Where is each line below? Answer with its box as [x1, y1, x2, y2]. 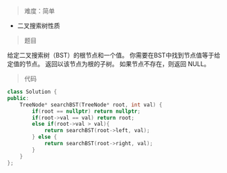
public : [7, 94, 30, 101]
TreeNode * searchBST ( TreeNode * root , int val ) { [19, 101, 163, 108]
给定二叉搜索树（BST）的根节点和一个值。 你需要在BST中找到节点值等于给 [7, 51, 221, 59]
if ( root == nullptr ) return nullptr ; [32, 108, 140, 115]
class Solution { [7, 88, 57, 95]
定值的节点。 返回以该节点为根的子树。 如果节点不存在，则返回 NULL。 [7, 60, 210, 68]
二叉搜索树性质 [17, 22, 60, 30]
